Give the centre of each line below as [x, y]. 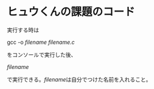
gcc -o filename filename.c [41, 42]
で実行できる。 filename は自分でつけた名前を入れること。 [79, 79]
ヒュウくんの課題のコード [71, 12]
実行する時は [23, 30]
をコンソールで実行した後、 [42, 54]
